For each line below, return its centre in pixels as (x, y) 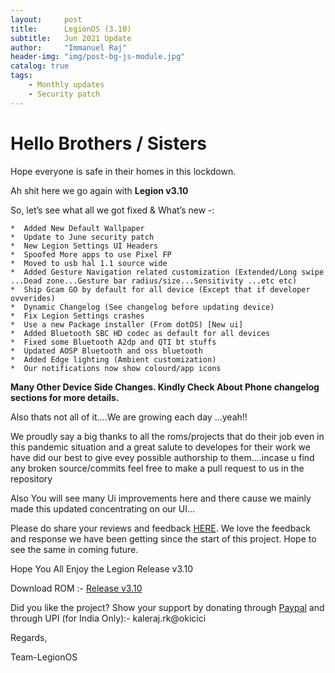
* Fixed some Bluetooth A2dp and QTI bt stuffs (113, 342)
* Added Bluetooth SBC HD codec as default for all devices (140, 333)
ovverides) (33, 298)
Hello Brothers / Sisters (108, 143)
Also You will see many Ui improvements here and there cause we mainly (161, 498)
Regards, (29, 637)
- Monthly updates (66, 85)
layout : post (46, 19)
